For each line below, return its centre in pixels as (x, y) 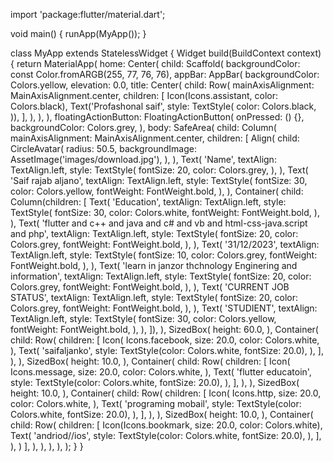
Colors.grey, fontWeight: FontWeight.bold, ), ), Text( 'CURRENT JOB (150, 287)
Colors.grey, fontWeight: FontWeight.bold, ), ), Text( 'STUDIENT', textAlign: (164, 308)
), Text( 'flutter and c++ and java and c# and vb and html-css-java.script (159, 223)
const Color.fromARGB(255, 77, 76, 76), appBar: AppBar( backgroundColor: (165, 74)
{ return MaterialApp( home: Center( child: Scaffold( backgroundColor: (155, 63)
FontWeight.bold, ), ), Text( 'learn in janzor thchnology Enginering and (154, 265)
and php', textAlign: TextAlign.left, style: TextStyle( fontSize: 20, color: (154, 233)
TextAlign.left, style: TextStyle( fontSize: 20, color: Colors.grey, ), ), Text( (159, 170)
